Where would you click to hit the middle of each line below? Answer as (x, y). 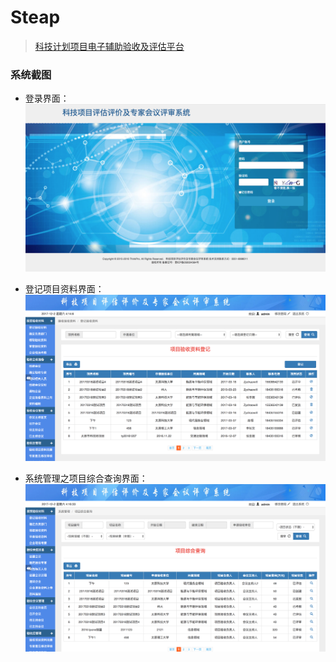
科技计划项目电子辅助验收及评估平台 (109, 46)
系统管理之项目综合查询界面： (86, 478)
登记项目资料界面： (64, 289)
